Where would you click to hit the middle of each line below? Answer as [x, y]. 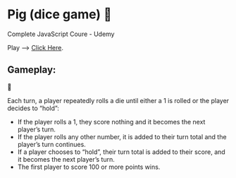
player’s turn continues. [51, 144]
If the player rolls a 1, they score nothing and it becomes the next [111, 121]
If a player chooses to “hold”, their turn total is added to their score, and [121, 152]
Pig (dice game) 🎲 [60, 14]
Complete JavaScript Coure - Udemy [61, 34]
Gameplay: [32, 70]
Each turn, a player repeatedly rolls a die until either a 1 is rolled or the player [118, 100]
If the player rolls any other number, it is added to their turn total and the [122, 136]
